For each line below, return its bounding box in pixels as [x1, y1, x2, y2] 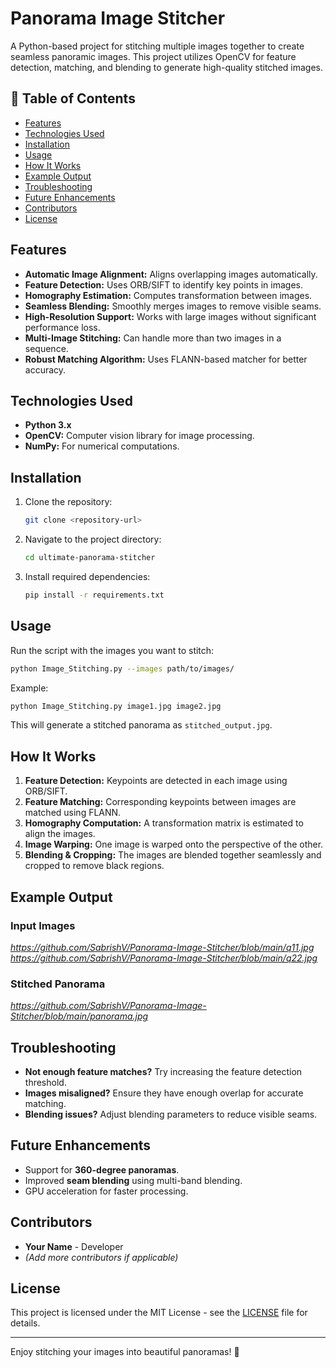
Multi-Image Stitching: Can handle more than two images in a [24, 332, 282, 344]
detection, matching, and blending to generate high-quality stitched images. [10, 61, 324, 73]
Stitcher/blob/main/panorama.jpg [10, 1010, 149, 1022]
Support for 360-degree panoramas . [24, 1163, 180, 1176]
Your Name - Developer [24, 1240, 124, 1252]
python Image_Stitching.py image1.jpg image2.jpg [10, 701, 222, 711]
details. [10, 1317, 41, 1329]
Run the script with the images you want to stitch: [10, 644, 215, 656]
